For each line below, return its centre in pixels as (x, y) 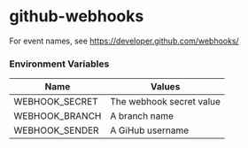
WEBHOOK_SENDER (56, 130)
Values (165, 87)
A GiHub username (150, 130)
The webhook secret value (166, 102)
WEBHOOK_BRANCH (58, 116)
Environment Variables (59, 64)
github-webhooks (77, 16)
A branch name (142, 116)
